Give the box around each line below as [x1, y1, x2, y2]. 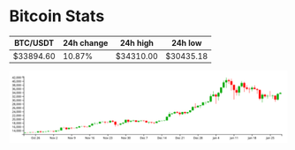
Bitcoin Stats [9, 6, 105, 26]
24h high [119, 38, 155, 49]
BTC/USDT [14, 38, 55, 49]
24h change [63, 38, 109, 49]
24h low [170, 38, 202, 49]
